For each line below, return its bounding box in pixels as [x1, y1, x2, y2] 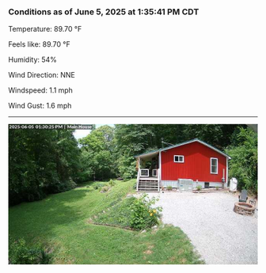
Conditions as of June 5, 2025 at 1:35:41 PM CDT [8, 6, 199, 17]
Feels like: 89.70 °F [8, 40, 70, 49]
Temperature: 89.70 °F [8, 25, 82, 34]
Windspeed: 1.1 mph [8, 85, 74, 95]
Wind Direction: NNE [8, 70, 75, 80]
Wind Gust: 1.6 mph [8, 101, 72, 111]
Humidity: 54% [8, 55, 58, 65]
